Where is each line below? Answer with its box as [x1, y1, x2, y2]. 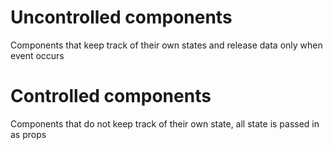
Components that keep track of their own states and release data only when [10, 39, 323, 51]
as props [10, 128, 47, 140]
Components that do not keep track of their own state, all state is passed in [10, 117, 320, 130]
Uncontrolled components [10, 6, 233, 29]
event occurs [10, 49, 65, 61]
